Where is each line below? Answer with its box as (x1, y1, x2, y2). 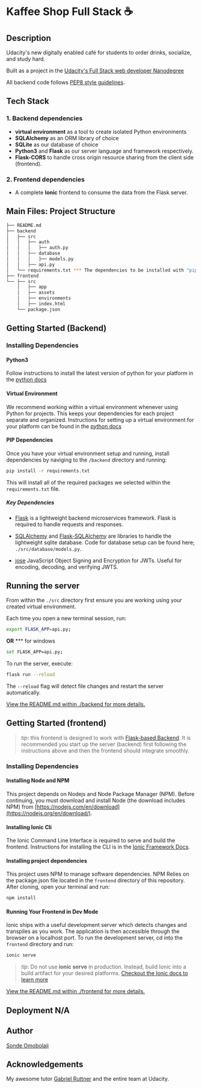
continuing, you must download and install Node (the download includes (6, 797, 185, 804)
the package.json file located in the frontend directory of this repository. (6, 877, 185, 884)
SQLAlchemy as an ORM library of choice (14, 134, 119, 142)
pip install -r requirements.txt (6, 468, 90, 474)
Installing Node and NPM (6, 777, 70, 784)
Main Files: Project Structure (6, 206, 115, 217)
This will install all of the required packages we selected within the (6, 479, 171, 486)
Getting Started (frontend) (6, 718, 107, 728)
